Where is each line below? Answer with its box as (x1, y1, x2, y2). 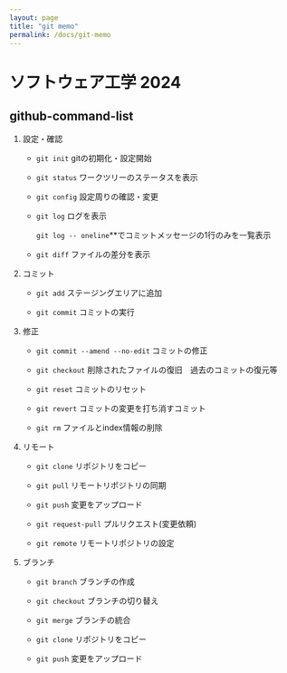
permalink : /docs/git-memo (9, 30, 111, 39)
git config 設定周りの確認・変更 (35, 191, 159, 202)
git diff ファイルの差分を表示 (35, 249, 151, 260)
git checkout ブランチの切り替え (35, 595, 159, 607)
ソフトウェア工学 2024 (9, 72, 182, 92)
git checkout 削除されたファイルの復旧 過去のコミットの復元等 (35, 364, 278, 376)
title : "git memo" (9, 22, 79, 31)
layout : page (9, 13, 59, 23)
